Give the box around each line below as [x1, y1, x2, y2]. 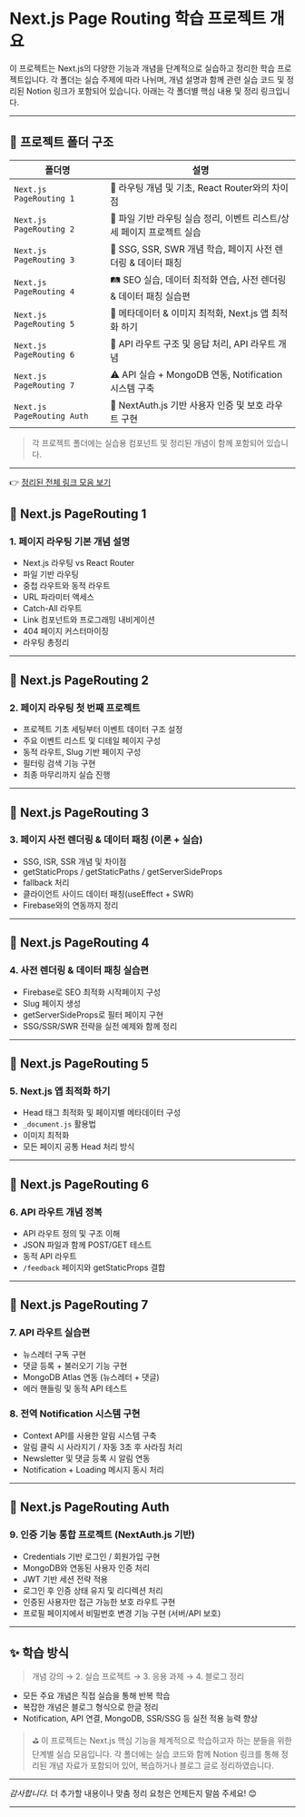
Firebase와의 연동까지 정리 [22, 899, 119, 910]
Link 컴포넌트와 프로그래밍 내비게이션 [22, 614, 156, 625]
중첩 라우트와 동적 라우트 [22, 581, 111, 591]
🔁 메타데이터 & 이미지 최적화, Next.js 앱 [110, 306, 270, 319]
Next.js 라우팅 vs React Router [22, 558, 135, 569]
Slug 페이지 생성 [22, 998, 82, 1008]
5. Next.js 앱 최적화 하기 [9, 1085, 111, 1097]
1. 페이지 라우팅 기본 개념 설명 [9, 535, 130, 548]
